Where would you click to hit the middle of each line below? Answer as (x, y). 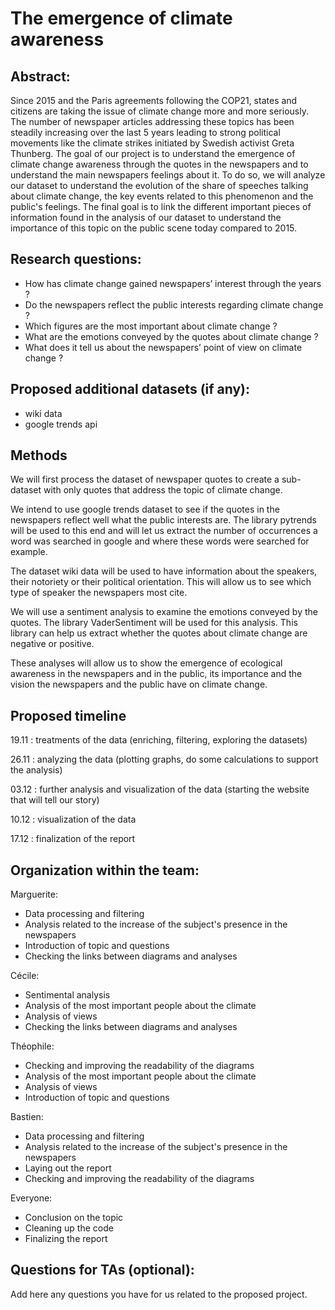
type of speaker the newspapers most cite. (99, 593)
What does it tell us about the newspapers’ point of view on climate (163, 347)
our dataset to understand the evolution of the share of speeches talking (159, 185)
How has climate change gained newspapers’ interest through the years (173, 283)
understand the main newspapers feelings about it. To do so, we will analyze (168, 175)
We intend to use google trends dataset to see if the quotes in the (145, 509)
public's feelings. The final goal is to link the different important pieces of (161, 206)
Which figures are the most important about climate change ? (151, 326)
